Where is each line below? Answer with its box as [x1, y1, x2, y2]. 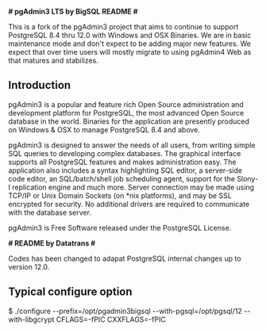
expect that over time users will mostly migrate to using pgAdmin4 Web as [8, 48, 252, 56]
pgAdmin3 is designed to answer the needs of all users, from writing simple [8, 140, 256, 150]
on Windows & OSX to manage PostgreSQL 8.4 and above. [8, 124, 201, 134]
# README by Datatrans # [8, 238, 96, 248]
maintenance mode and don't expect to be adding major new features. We [8, 39, 252, 48]
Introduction [8, 78, 71, 92]
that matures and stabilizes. [8, 55, 99, 65]
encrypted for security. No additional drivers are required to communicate [8, 199, 250, 208]
